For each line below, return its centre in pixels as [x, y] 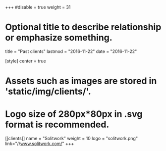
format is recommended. [57, 125]
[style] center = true [26, 61]
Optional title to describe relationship [83, 27]
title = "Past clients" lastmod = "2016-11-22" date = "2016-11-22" [71, 51]
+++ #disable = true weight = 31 [38, 7]
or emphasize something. [59, 38]
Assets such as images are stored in [81, 81]
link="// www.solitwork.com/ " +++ [40, 144]
